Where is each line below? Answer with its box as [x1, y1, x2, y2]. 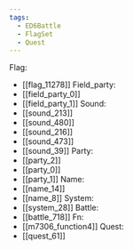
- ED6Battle [17, 21, 62, 30]
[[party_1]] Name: [21, 174, 85, 185]
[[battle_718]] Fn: [21, 212, 84, 222]
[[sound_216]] [21, 126, 74, 138]
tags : [9, 12, 29, 22]
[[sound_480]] [21, 117, 75, 128]
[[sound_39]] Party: [21, 146, 94, 157]
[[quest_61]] [21, 230, 66, 241]
